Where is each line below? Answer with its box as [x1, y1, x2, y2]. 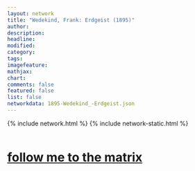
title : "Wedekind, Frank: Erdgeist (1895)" [7, 17, 135, 24]
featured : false [7, 87, 54, 94]
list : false [7, 94, 42, 101]
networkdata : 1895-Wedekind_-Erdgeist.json [7, 100, 135, 107]
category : [7, 49, 36, 56]
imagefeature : [7, 62, 49, 69]
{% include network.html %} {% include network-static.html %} [7, 119, 189, 127]
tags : [7, 55, 23, 62]
